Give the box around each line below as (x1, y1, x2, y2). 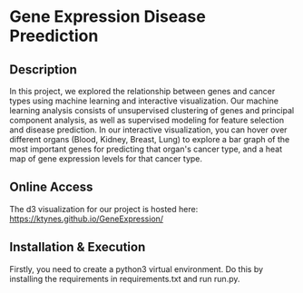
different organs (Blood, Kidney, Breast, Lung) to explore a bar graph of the (9, 134, 290, 144)
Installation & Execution (9, 239, 146, 255)
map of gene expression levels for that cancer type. (9, 153, 202, 164)
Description (9, 62, 77, 77)
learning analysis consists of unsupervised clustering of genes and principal (9, 105, 295, 115)
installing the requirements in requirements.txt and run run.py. (9, 273, 240, 284)
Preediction (9, 25, 99, 46)
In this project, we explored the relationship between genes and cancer (9, 86, 276, 96)
